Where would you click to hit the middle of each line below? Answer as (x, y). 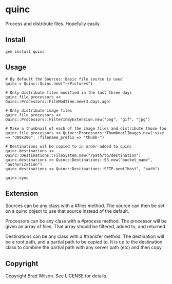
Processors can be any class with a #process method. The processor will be (86, 221)
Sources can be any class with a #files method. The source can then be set (85, 206)
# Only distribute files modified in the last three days (69, 93)
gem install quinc (25, 52)
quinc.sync (17, 178)
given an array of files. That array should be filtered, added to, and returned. (86, 227)
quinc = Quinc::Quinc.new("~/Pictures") (49, 84)
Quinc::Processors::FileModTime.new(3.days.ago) (58, 102)
